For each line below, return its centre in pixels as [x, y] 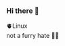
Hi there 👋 [23, 11]
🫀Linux [17, 26]
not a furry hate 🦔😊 [33, 36]
